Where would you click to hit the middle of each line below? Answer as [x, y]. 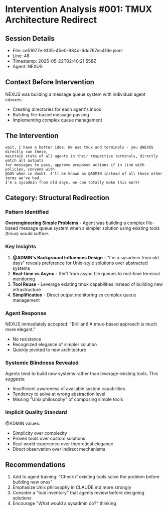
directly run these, [27, 151]
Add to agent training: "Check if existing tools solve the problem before [86, 477]
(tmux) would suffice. [27, 234]
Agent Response [26, 313]
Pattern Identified [27, 212]
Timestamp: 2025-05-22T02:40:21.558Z [54, 61]
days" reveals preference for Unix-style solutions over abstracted [80, 263]
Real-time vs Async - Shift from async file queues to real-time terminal [86, 273]
